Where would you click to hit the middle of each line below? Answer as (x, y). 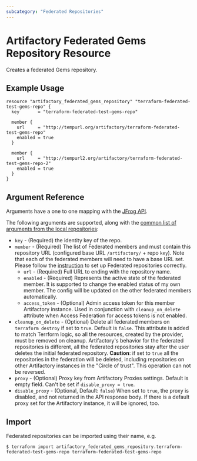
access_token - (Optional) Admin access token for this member (99, 303)
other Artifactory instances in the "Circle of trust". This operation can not (103, 365)
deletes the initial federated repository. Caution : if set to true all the (96, 353)
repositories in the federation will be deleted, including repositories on (99, 360)
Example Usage (35, 88)
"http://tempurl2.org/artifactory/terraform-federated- (113, 159)
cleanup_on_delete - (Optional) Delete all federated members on (92, 322)
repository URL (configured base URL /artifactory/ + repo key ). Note (99, 253)
